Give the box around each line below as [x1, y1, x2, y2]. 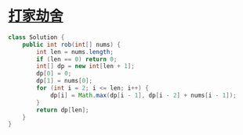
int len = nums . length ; [36, 48, 114, 55]
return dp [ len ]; [36, 106, 89, 114]
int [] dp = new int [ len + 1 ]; [36, 62, 135, 70]
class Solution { [8, 33, 65, 41]
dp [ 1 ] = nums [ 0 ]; [36, 77, 92, 85]
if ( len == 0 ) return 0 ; [36, 55, 118, 63]
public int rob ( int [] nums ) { [22, 41, 121, 48]
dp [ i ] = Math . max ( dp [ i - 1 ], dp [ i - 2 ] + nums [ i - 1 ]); [49, 91, 237, 99]
